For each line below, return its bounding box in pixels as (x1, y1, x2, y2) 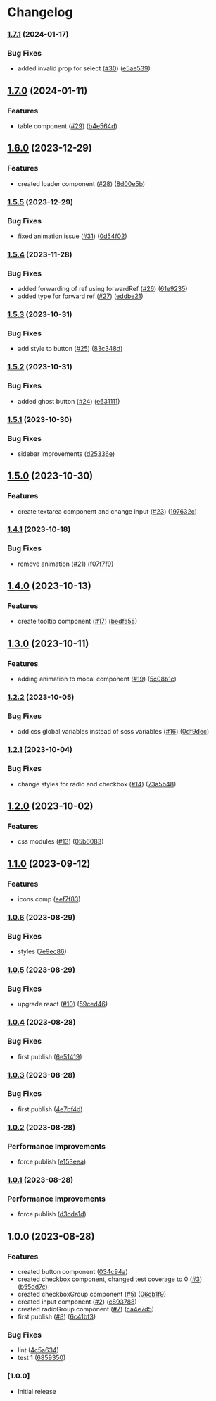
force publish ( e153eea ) (17, 1157, 87, 1166)
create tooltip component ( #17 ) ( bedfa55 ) (17, 617, 138, 626)
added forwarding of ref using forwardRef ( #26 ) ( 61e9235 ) (17, 285, 188, 293)
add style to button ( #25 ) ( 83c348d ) (17, 345, 123, 353)
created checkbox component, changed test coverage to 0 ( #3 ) (17, 1275, 203, 1283)
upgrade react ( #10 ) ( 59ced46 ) (17, 1000, 108, 1008)
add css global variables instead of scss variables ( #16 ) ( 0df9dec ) (17, 727, 210, 736)
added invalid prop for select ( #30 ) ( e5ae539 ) (17, 64, 151, 73)
